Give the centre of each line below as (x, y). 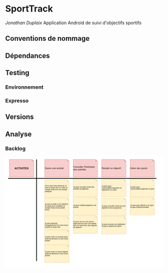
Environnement (24, 87)
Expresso (17, 100)
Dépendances (28, 56)
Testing (17, 73)
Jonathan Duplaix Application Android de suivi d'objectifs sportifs (73, 23)
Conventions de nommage (47, 39)
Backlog (16, 148)
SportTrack (29, 9)
